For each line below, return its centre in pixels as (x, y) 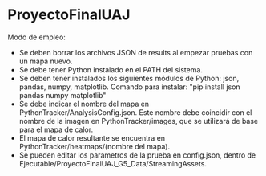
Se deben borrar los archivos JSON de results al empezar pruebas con (136, 52)
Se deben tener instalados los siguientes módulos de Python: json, (129, 78)
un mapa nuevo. (46, 61)
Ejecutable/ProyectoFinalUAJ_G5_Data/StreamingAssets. (113, 163)
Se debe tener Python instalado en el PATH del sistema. (111, 69)
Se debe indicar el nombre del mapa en (84, 104)
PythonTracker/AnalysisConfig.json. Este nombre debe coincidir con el (135, 112)
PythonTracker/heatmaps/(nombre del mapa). (94, 146)
